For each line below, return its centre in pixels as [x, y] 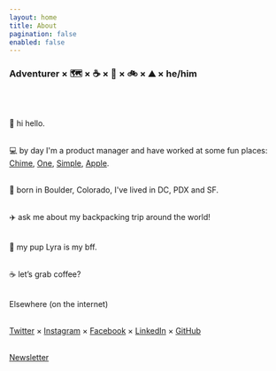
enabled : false [37, 42]
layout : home [33, 17]
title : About [33, 26]
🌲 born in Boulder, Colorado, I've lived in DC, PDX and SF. [114, 189]
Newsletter [29, 357]
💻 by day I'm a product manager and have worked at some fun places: [138, 150]
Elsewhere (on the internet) [59, 304]
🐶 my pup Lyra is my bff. [53, 247]
